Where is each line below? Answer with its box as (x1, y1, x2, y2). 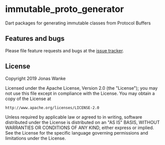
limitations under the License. (5, 135, 66, 141)
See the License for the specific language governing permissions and (5, 130, 148, 136)
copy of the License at (5, 96, 51, 102)
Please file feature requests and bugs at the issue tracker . (5, 47, 124, 53)
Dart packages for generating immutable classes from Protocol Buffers (5, 20, 151, 26)
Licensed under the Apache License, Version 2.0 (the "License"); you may (5, 85, 158, 91)
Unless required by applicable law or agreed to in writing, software (5, 114, 142, 120)
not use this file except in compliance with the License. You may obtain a (5, 90, 155, 96)
